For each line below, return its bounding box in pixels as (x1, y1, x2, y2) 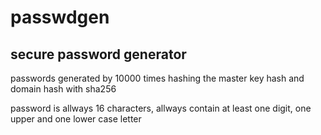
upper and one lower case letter (10, 113, 142, 125)
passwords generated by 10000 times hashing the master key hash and (10, 72, 305, 84)
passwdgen (10, 6, 110, 29)
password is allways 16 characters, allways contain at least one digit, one (10, 102, 312, 114)
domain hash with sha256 (10, 83, 117, 95)
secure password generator (10, 46, 187, 63)
